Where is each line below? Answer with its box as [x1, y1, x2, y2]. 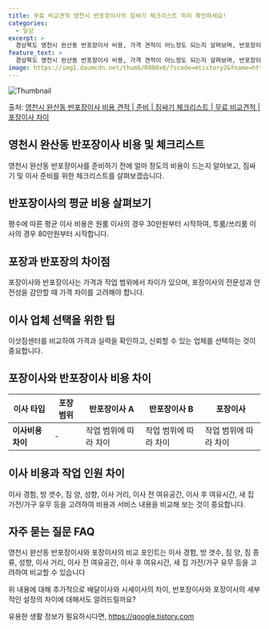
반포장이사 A [89, 403, 134, 415]
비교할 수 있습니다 [29, 567, 86, 577]
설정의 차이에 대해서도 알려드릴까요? [22, 595, 136, 604]
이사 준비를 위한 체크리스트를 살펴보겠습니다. [25, 170, 165, 180]
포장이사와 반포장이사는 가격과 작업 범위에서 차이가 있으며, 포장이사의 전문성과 [8, 278, 252, 287]
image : [8, 64, 30, 72]
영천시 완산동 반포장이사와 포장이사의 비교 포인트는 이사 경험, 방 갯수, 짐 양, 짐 [8, 547, 251, 557]
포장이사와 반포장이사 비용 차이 [8, 371, 152, 385]
